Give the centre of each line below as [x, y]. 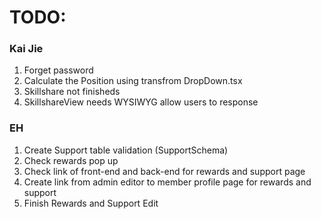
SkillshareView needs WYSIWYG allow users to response [141, 102]
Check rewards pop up [71, 160]
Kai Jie [26, 49]
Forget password [58, 70]
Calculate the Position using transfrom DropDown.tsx [133, 81]
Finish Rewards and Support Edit [91, 203]
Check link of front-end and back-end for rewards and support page [164, 171]
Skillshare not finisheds [72, 92]
